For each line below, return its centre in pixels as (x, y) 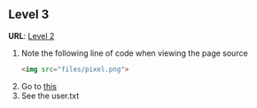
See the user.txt (50, 96)
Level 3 (29, 15)
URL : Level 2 (31, 35)
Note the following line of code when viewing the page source (135, 53)
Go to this (39, 86)
